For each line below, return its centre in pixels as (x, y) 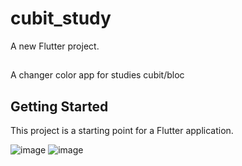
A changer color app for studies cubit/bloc (97, 75)
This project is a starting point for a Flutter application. (122, 131)
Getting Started (59, 106)
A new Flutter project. (55, 46)
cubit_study (61, 18)
